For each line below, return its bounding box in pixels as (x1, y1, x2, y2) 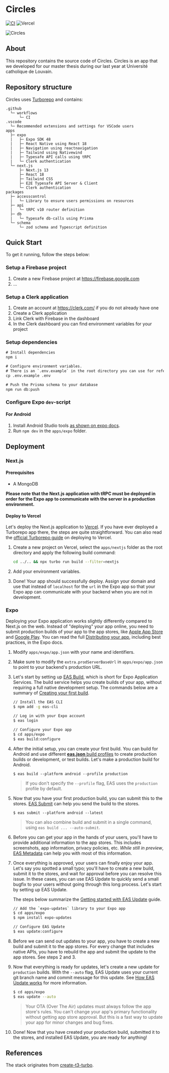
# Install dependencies (6, 350, 56, 355)
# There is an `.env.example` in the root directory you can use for (6, 368, 154, 374)
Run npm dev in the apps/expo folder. (13, 428, 87, 434)
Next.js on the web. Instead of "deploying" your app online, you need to (6, 624, 154, 630)
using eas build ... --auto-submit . (25, 824, 100, 830)
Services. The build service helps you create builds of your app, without (13, 679, 162, 685)
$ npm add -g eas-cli (13, 704, 59, 709)
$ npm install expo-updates (13, 915, 72, 920)
